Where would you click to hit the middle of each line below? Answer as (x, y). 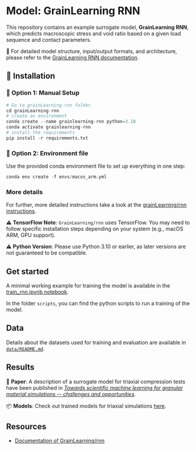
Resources (26, 427)
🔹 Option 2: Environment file (47, 153)
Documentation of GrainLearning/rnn (60, 441)
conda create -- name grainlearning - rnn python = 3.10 (71, 122)
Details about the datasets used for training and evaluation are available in (96, 342)
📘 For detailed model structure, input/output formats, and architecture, (92, 51)
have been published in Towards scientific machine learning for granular (94, 387)
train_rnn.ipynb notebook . (37, 292)
